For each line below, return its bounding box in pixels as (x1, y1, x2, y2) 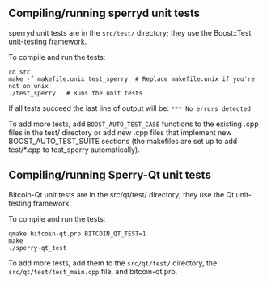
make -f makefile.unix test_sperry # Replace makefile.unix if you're (8, 74, 255, 83)
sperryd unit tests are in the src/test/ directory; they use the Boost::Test (8, 28, 252, 37)
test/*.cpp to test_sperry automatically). (8, 145, 140, 155)
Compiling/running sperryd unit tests (8, 6, 201, 20)
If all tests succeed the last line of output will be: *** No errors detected (8, 103, 251, 112)
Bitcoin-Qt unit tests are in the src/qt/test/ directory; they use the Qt (8, 189, 235, 199)
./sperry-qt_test (8, 244, 67, 252)
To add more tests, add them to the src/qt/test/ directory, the (8, 258, 218, 268)
